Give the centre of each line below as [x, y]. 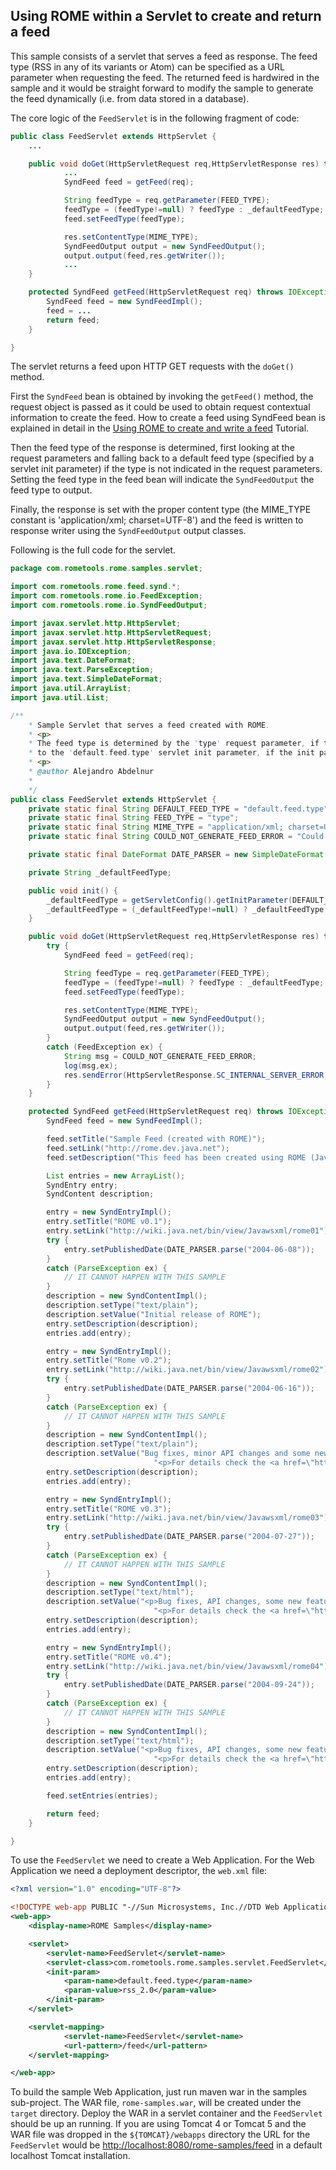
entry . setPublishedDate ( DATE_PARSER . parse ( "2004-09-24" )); [189, 1685]
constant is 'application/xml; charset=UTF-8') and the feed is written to [157, 520]
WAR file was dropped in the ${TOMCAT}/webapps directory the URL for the [160, 2135]
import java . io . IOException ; [71, 651]
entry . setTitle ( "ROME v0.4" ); [109, 1657]
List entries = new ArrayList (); [116, 1175]
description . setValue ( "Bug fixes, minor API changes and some [178, 1454]
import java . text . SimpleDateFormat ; [86, 679]
